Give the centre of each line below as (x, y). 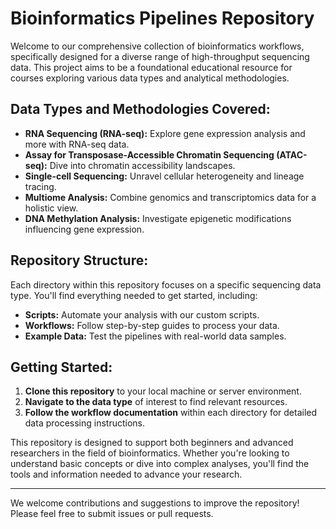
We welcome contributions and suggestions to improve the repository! (155, 503)
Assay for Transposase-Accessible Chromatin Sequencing (149, 154)
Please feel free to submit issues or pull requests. (112, 514)
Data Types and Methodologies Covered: (140, 109)
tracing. (40, 186)
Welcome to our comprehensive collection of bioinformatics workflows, (157, 46)
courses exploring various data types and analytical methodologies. (150, 78)
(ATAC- (292, 154)
